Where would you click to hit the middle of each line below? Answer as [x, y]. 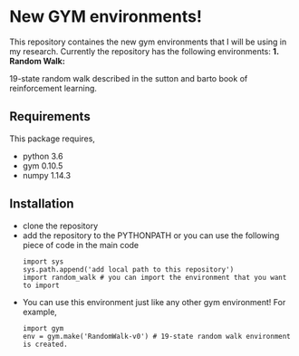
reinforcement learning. [53, 88]
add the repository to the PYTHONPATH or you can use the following [151, 235]
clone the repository [60, 226]
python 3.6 [43, 156]
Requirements [50, 116]
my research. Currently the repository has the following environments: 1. [144, 51]
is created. [45, 344]
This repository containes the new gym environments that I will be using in [148, 42]
